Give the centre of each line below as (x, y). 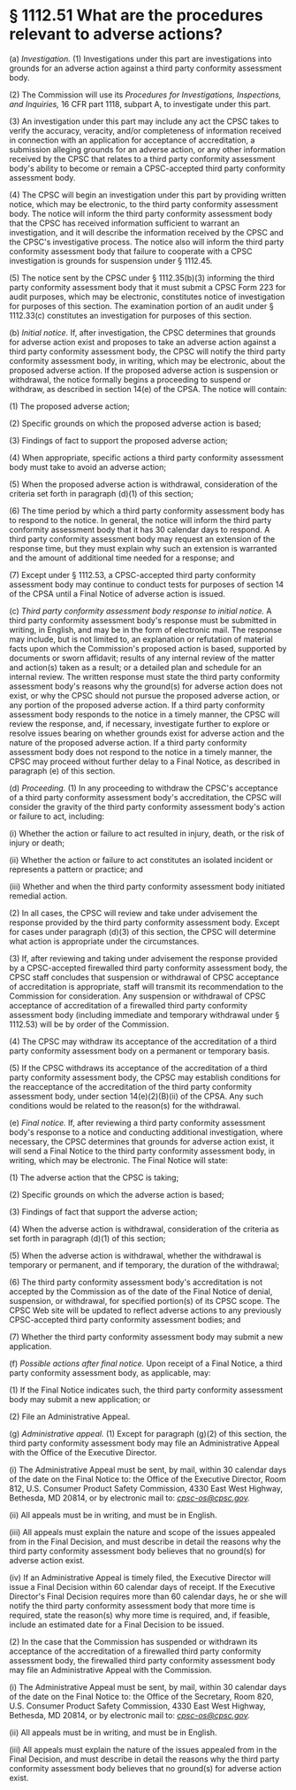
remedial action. (38, 896)
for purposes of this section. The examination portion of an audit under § (141, 305)
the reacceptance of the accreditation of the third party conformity (131, 1086)
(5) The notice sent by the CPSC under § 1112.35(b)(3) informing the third (142, 278)
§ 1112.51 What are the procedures (136, 15)
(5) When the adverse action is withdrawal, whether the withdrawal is (136, 1255)
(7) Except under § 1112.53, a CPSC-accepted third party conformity (133, 575)
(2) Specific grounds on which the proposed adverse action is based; (135, 423)
